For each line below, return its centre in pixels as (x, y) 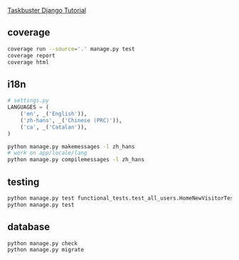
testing (23, 182)
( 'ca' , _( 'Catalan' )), (54, 127)
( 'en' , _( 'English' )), (54, 114)
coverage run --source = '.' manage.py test (71, 49)
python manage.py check (43, 243)
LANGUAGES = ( (28, 107)
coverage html (28, 62)
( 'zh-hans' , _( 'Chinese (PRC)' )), (71, 120)
